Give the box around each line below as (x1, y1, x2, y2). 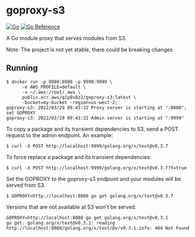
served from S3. (6, 181, 46, 189)
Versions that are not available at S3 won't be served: (6, 203, 137, 210)
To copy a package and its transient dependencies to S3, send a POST (6, 125, 179, 132)
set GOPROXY (6, 110, 36, 116)
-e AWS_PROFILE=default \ (21, 84, 86, 90)
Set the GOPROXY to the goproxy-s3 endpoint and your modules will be (6, 175, 181, 182)
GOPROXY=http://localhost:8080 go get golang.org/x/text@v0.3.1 (6, 215, 168, 220)
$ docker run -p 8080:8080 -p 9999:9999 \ (6, 79, 113, 85)
